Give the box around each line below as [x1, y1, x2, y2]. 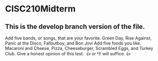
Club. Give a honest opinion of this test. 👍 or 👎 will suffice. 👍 [5, 51, 131, 56]
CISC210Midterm [5, 3, 76, 14]
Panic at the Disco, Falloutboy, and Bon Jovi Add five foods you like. [5, 40, 141, 46]
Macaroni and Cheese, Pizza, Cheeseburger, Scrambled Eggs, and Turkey [5, 46, 154, 51]
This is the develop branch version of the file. [5, 23, 145, 31]
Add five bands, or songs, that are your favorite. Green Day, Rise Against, [5, 35, 152, 41]
